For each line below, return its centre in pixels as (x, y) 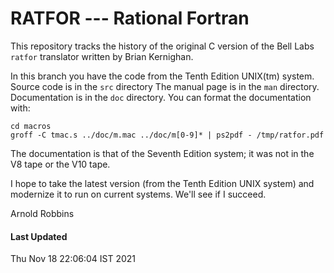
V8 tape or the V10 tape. (60, 164)
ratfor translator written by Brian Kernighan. (102, 56)
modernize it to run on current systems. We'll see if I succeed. (138, 194)
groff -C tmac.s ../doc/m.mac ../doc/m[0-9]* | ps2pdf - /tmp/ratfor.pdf (167, 135)
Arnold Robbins (42, 213)
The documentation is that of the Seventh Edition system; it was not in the (162, 153)
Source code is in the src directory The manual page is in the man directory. (165, 86)
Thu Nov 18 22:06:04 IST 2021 (73, 259)
